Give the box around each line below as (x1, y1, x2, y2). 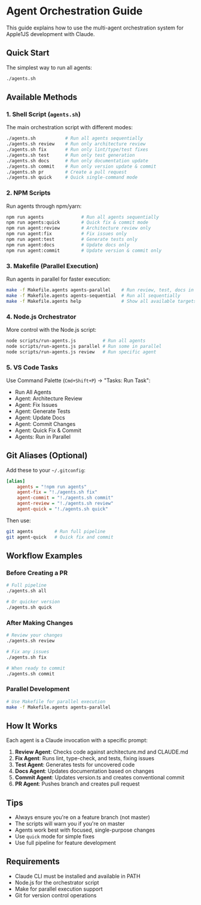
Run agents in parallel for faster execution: (6, 275, 111, 283)
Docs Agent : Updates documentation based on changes (14, 767, 154, 775)
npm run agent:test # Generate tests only (6, 236, 138, 243)
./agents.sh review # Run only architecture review (6, 141, 146, 147)
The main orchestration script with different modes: (6, 124, 133, 131)
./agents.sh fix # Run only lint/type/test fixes (6, 147, 148, 153)
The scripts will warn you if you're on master (14, 820, 125, 827)
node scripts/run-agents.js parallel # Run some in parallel (6, 343, 162, 349)
